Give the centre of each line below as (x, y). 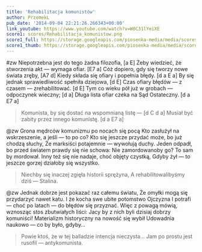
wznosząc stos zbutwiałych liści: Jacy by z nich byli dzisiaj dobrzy (89, 212)
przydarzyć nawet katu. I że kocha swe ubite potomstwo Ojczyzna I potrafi (99, 199)
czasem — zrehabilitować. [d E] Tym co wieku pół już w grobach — (90, 88)
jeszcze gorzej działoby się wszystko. (53, 163)
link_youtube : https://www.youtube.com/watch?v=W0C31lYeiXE (83, 29)
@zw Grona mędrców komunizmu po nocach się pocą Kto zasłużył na (93, 131)
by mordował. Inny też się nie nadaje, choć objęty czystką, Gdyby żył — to (98, 156)
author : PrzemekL (28, 17)
